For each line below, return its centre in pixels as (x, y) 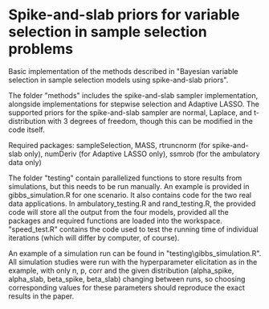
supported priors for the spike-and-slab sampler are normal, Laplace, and (130, 112)
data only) (25, 162)
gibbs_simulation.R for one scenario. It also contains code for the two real (130, 195)
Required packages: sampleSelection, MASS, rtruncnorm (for (110, 145)
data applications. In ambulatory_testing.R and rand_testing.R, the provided (132, 204)
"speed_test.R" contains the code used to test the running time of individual (133, 229)
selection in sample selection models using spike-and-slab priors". (118, 80)
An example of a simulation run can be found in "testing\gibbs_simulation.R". (135, 253)
